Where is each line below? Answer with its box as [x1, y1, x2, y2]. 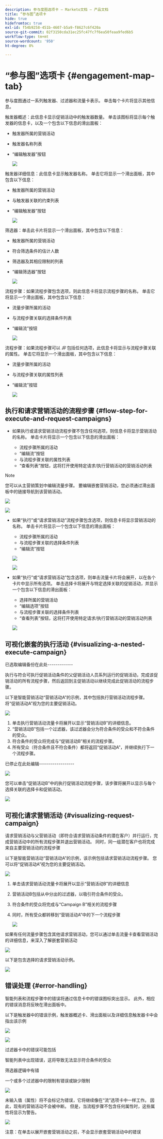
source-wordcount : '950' [5, 39, 55, 44]
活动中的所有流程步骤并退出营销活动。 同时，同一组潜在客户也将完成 [17, 839, 155, 844]
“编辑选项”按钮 [19, 603, 49, 609]
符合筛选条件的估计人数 [12, 248, 59, 254]
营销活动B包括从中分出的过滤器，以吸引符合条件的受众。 [12, 891, 126, 897]
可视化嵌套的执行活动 [5, 640, 69, 648]
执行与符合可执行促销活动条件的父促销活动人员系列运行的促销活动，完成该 [5, 672, 154, 678]
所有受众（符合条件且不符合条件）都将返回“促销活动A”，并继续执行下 [12, 744, 150, 750]
